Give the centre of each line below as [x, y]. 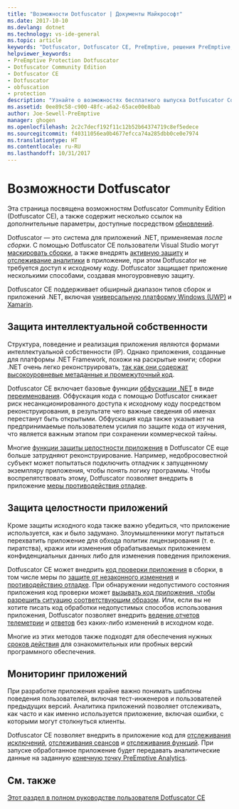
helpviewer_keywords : [39, 54]
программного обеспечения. [52, 651]
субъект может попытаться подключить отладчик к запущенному [108, 463]
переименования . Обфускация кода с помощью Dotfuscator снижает [112, 396]
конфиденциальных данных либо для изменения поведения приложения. [119, 556]
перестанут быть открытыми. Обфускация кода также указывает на [111, 418]
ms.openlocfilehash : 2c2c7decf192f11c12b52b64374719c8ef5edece [103, 127]
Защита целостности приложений [88, 508]
